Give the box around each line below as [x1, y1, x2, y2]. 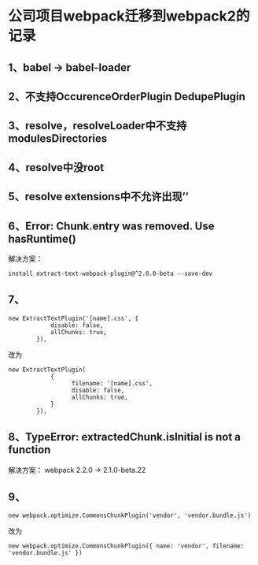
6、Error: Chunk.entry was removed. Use [8, 219, 215, 232]
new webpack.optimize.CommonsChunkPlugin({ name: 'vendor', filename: [8, 542, 245, 550]
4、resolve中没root [8, 161, 105, 174]
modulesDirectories [8, 132, 108, 146]
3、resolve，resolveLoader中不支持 [8, 119, 187, 132]
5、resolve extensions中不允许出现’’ [8, 190, 189, 203]
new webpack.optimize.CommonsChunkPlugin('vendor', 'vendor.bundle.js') [8, 511, 252, 520]
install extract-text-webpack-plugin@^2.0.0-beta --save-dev [8, 269, 213, 277]
